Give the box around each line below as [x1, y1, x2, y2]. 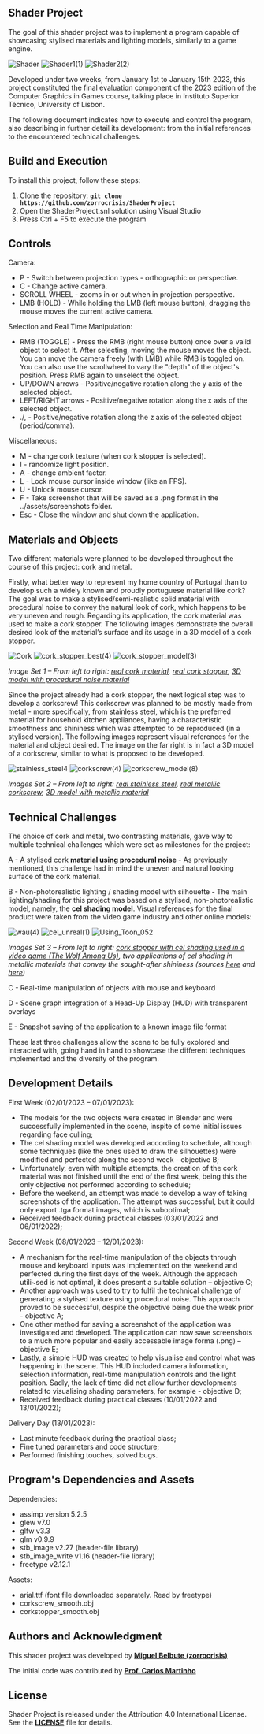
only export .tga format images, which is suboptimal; [19, 1205, 191, 1214]
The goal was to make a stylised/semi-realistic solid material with [8, 594, 221, 603]
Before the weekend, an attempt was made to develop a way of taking [19, 1188, 247, 1197]
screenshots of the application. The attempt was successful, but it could [19, 1197, 255, 1206]
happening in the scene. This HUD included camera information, [19, 1361, 229, 1370]
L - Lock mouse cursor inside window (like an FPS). [19, 477, 188, 486]
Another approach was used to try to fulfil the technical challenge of [19, 1286, 242, 1295]
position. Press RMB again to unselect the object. [19, 370, 180, 381]
